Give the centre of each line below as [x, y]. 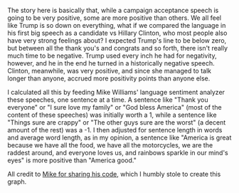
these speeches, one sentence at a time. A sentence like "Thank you [108, 100]
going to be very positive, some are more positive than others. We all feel [115, 18]
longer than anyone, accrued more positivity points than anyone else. [109, 78]
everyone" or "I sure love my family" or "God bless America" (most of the [115, 107]
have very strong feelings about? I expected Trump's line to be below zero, [117, 41]
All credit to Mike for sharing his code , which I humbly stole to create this [114, 174]
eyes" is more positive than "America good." [72, 160]
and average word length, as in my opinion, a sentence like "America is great [119, 137]
